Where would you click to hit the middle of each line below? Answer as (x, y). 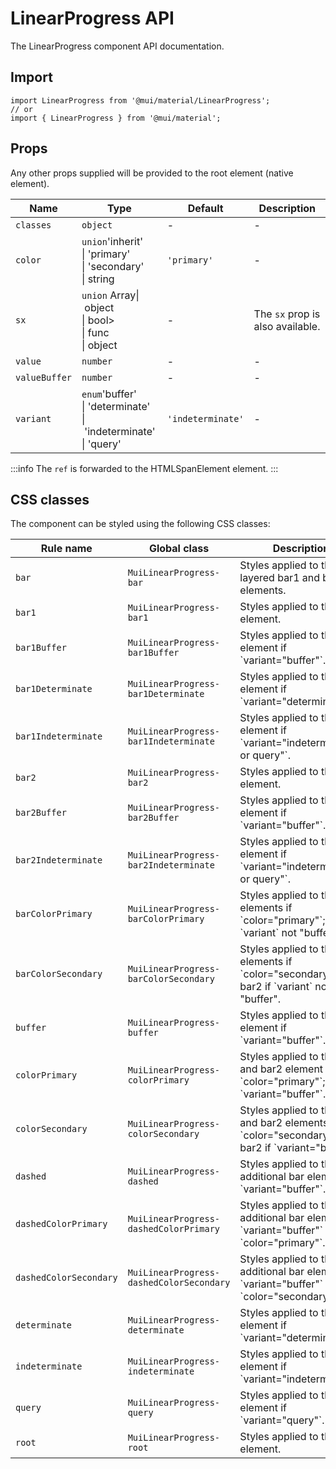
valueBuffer (44, 377)
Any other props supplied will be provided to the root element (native (152, 173)
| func (95, 332)
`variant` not (268, 933)
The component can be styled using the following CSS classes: (140, 524)
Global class (179, 549)
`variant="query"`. (282, 1420)
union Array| (110, 295)
